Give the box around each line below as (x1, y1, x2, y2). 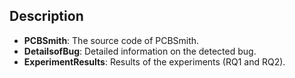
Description (9, 8, 84, 25)
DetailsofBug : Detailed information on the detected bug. (23, 45, 257, 57)
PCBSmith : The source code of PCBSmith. (23, 34, 200, 46)
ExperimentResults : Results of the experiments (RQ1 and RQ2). (23, 55, 286, 68)
